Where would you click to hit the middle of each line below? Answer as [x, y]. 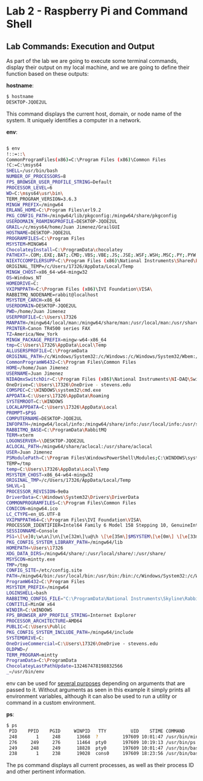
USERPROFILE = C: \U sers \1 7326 [42, 317]
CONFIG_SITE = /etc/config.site [44, 570]
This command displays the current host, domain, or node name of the [94, 114]
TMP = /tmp [17, 565]
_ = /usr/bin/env [25, 672]
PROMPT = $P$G [21, 413]
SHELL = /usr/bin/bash [32, 171]
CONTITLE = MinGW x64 [31, 604]
